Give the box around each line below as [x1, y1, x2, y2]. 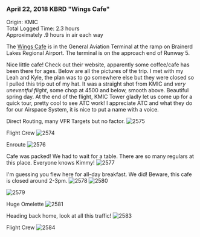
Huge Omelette [6, 201, 44, 208]
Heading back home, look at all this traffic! [6, 212, 112, 220]
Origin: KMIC [6, 19, 38, 26]
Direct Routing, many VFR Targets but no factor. [6, 118, 125, 125]
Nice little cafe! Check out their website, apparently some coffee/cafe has [6, 61, 190, 68]
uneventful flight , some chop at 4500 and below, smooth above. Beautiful [6, 87, 189, 94]
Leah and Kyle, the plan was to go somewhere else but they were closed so [6, 74, 195, 81]
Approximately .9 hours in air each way [6, 31, 104, 39]
